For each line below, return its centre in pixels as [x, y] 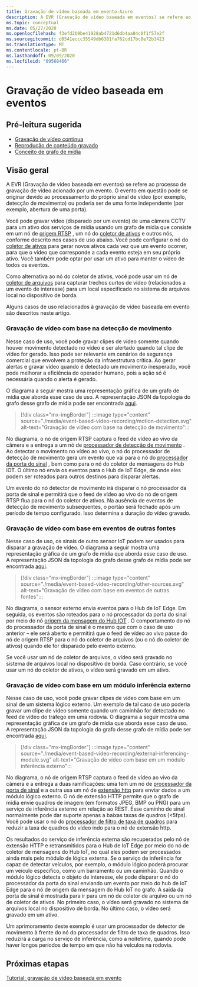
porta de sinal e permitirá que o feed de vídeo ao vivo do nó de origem [92, 494]
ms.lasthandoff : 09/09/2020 [41, 56]
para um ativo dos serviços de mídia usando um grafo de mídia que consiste [99, 227]
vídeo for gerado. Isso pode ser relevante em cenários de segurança [89, 354]
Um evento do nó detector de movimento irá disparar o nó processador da [96, 488]
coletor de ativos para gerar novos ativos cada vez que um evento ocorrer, [97, 246]
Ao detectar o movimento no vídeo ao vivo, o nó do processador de [88, 451]
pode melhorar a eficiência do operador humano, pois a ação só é [86, 373]
